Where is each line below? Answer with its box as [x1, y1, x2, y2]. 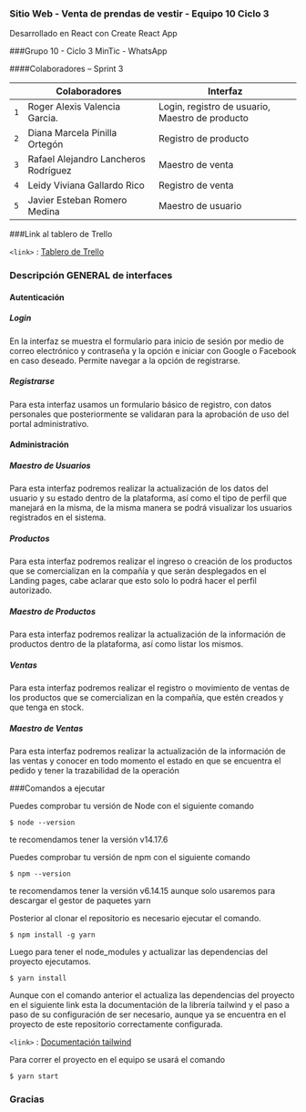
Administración [9, 439, 69, 450]
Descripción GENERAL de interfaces [9, 269, 173, 282]
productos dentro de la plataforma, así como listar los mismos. [9, 639, 244, 650]
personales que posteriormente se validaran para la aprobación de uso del [9, 409, 290, 420]
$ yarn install [9, 974, 67, 983]
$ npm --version [9, 869, 71, 878]
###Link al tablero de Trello [9, 229, 113, 240]
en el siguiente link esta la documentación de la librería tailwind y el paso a [9, 1000, 290, 1011]
